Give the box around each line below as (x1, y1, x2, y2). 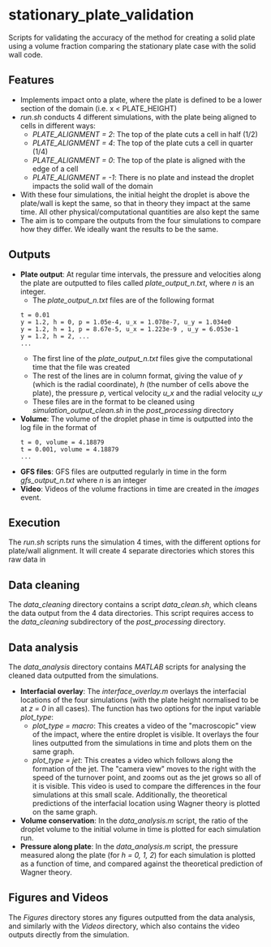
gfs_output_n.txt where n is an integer (19, 475, 148, 484)
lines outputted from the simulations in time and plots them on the (32, 738, 252, 747)
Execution (8, 515, 61, 529)
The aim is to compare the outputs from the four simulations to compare (19, 215, 261, 225)
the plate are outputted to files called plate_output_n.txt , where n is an (19, 278, 255, 287)
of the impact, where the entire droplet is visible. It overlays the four (32, 730, 260, 739)
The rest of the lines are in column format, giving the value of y (32, 371, 243, 381)
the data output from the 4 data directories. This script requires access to (8, 609, 254, 618)
